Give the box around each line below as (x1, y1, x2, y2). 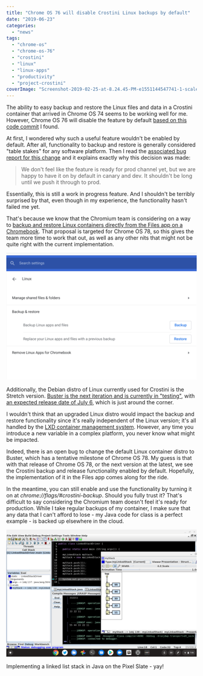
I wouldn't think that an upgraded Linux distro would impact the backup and (6, 410, 195, 418)
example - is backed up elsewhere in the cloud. (6, 517, 124, 525)
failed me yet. (6, 203, 40, 211)
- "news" (11, 29, 34, 35)
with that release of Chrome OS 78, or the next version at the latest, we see (6, 461, 193, 468)
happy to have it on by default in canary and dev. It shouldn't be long (21, 172, 193, 180)
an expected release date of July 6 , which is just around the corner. (6, 399, 174, 406)
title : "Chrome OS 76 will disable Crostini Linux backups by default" (6, 10, 190, 16)
